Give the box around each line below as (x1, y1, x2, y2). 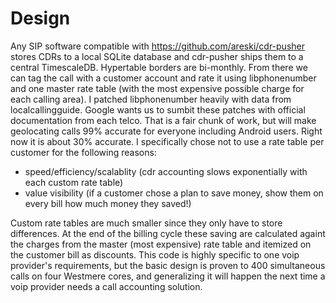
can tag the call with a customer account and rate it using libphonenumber (10, 72, 317, 84)
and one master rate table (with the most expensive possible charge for (10, 82, 305, 94)
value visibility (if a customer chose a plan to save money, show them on (24, 187, 324, 199)
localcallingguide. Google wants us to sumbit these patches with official (10, 103, 306, 116)
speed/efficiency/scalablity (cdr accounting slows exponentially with (24, 165, 308, 177)
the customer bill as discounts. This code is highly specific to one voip (10, 248, 300, 261)
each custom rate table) (24, 176, 124, 188)
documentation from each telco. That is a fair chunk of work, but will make (10, 114, 317, 126)
